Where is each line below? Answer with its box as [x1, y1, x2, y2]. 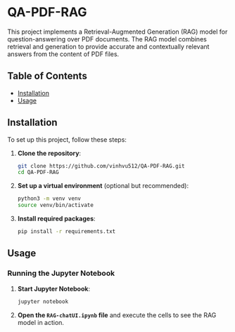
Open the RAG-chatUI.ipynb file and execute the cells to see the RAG [17, 310, 217, 319]
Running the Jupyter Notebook [7, 268, 115, 278]
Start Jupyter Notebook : [17, 284, 90, 293]
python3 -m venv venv [17, 195, 82, 202]
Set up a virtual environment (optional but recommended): [17, 182, 189, 190]
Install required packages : [17, 215, 96, 223]
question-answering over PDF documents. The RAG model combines [7, 34, 208, 43]
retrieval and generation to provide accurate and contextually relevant [7, 42, 210, 51]
